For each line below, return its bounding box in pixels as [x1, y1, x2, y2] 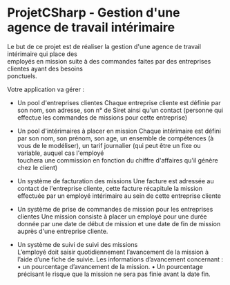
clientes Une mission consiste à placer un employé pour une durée [17, 212, 207, 221]
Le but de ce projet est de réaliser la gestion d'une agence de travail [7, 42, 202, 50]
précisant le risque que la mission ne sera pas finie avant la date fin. [17, 270, 211, 278]
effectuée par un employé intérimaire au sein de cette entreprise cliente [17, 192, 221, 200]
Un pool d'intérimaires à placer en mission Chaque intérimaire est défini [17, 127, 221, 135]
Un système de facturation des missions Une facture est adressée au [17, 176, 214, 185]
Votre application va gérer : [7, 85, 85, 93]
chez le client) [17, 163, 58, 172]
